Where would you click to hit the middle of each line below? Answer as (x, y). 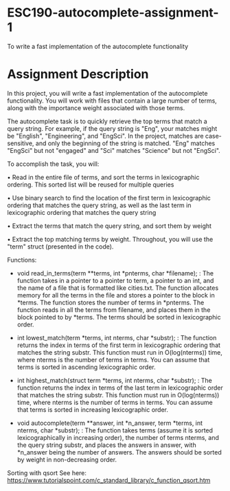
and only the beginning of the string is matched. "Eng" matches (125, 143)
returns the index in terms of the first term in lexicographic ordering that (119, 345)
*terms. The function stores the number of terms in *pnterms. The (111, 302)
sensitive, (21, 143)
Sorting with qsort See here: (47, 472)
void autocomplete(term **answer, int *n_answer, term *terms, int (110, 423)
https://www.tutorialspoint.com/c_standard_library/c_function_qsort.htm (109, 480)
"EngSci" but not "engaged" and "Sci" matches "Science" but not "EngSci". (114, 150)
